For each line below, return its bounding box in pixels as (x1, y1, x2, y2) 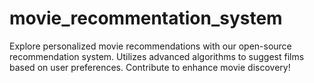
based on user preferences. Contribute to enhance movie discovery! (9, 61, 291, 73)
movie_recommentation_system (9, 7, 283, 30)
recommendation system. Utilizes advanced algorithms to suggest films (9, 50, 305, 62)
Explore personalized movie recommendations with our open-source (9, 40, 292, 52)
